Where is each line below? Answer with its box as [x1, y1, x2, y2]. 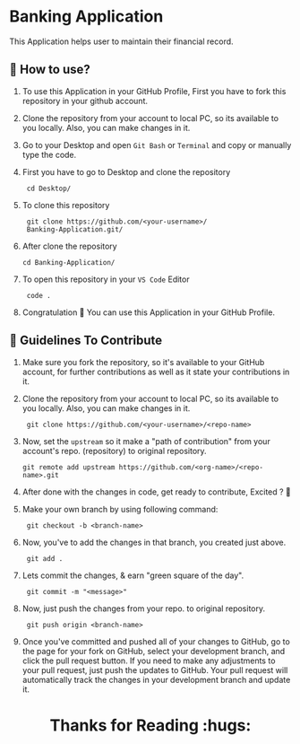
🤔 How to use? [9, 62, 91, 77]
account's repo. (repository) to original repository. [21, 445, 208, 456]
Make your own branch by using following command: [21, 503, 219, 514]
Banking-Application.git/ [26, 224, 124, 234]
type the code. [21, 149, 77, 160]
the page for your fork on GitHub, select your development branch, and [21, 645, 286, 656]
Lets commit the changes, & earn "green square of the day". [21, 570, 244, 581]
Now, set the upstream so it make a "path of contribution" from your [21, 435, 270, 446]
